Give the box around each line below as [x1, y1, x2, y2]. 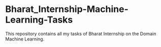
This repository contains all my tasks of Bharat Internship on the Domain [5, 30, 156, 36]
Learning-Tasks [5, 14, 73, 25]
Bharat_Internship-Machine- [5, 3, 128, 15]
